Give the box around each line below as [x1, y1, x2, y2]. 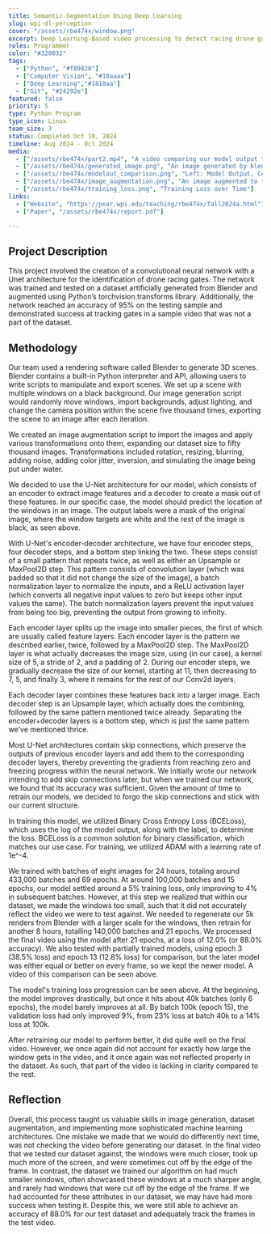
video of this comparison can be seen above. [8, 969, 159, 979]
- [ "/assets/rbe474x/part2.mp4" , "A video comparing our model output [15, 155, 258, 163]
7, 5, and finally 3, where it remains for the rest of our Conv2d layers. [8, 675, 236, 684]
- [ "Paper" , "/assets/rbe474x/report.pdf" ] [15, 207, 164, 215]
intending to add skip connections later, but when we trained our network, [8, 774, 254, 784]
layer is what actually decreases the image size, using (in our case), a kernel [8, 649, 262, 658]
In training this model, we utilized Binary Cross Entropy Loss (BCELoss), [8, 816, 247, 825]
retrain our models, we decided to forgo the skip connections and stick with [8, 792, 260, 801]
